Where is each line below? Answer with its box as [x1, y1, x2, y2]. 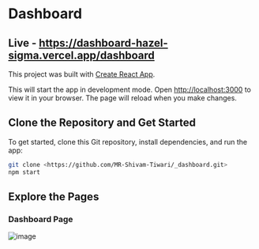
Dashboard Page [8, 213, 73, 224]
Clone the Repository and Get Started [8, 116, 196, 130]
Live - [8, 36, 37, 50]
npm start [8, 168, 41, 176]
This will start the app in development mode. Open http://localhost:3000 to [8, 85, 251, 94]
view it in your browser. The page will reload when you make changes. [8, 93, 237, 103]
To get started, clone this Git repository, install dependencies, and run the [8, 137, 248, 146]
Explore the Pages [8, 190, 99, 203]
